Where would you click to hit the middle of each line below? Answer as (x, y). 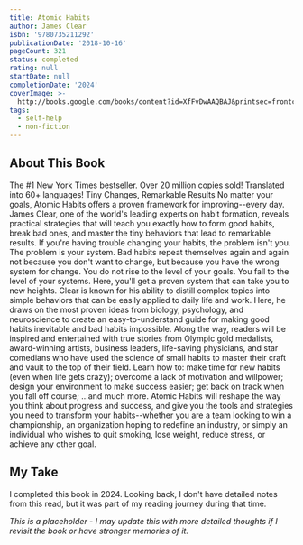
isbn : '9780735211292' (52, 34)
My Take (34, 472)
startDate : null (40, 77)
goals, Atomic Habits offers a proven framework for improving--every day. (147, 204)
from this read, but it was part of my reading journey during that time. (138, 503)
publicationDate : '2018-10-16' (68, 43)
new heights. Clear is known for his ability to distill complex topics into (140, 291)
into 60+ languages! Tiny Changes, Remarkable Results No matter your (141, 194)
